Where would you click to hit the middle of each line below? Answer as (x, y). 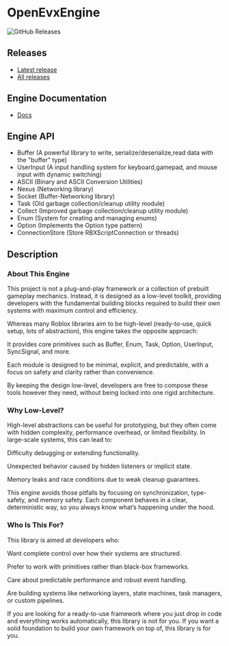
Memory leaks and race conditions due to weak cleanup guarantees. (104, 480)
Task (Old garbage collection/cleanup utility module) (91, 204)
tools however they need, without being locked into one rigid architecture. (111, 393)
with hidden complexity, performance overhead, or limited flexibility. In (106, 432)
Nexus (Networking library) (55, 189)
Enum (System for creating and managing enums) (87, 218)
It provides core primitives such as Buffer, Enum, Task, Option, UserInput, (110, 344)
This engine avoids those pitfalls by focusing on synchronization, (98, 493)
